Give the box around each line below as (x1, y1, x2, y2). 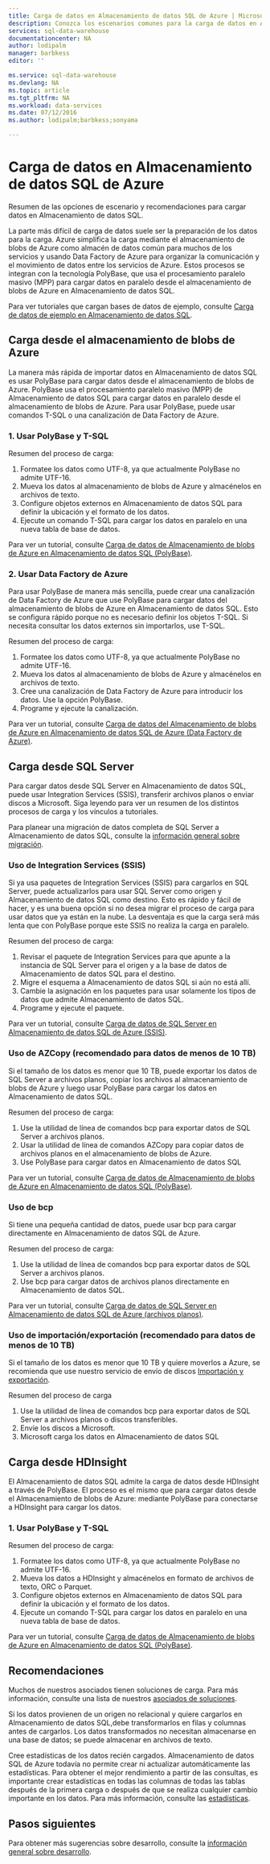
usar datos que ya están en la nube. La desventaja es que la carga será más (8, 912, 260, 922)
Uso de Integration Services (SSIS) (8, 860, 146, 871)
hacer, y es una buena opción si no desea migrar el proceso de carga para (8, 903, 255, 913)
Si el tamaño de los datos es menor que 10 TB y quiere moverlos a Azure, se (8, 1358, 261, 1368)
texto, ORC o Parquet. (19, 1582, 92, 1592)
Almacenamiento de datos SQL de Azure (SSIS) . (8, 1027, 167, 1037)
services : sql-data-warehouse (8, 27, 110, 35)
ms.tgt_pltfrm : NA (8, 93, 70, 102)
